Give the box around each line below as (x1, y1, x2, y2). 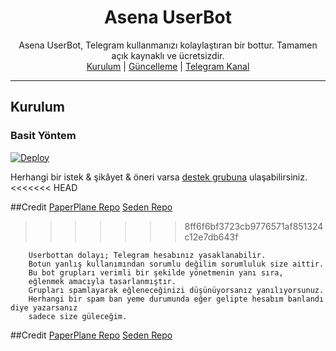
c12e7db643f (184, 231, 239, 243)
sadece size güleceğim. (28, 311, 128, 321)
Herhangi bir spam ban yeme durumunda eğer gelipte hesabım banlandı (28, 294, 325, 304)
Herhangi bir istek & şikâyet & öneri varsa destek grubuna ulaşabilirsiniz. (10, 171, 308, 183)
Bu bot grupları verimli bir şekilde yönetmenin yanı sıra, (28, 267, 284, 278)
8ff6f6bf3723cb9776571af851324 (184, 220, 324, 232)
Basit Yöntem (10, 129, 77, 143)
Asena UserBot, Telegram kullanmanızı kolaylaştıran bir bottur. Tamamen (18, 39, 318, 51)
